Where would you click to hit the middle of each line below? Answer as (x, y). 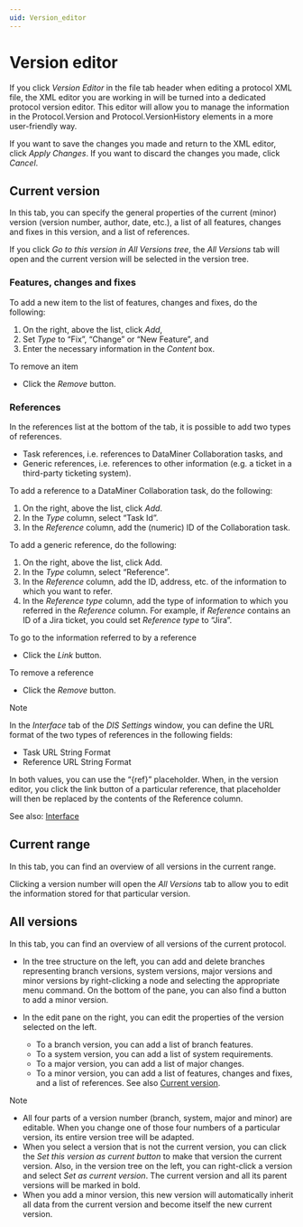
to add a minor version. (65, 999)
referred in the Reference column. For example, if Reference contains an (156, 610)
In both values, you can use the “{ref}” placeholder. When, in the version (144, 779)
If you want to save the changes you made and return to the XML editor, (143, 143)
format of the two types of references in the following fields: (121, 734)
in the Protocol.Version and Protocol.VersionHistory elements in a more (141, 116)
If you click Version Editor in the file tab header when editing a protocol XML (151, 88)
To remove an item (44, 366)
